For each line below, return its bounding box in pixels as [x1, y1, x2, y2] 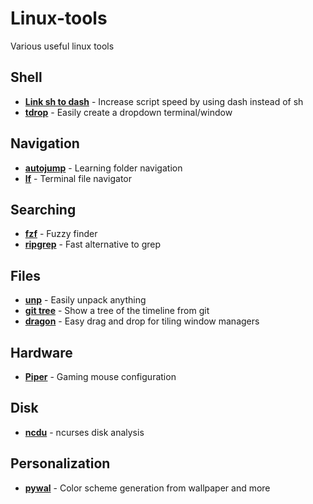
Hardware [10, 344, 73, 361]
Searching [10, 201, 77, 218]
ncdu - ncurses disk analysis [24, 426, 145, 438]
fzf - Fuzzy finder [24, 228, 98, 240]
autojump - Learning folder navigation [24, 162, 183, 174]
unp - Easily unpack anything [24, 294, 147, 306]
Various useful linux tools [10, 40, 115, 52]
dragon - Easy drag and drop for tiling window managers [24, 315, 260, 327]
